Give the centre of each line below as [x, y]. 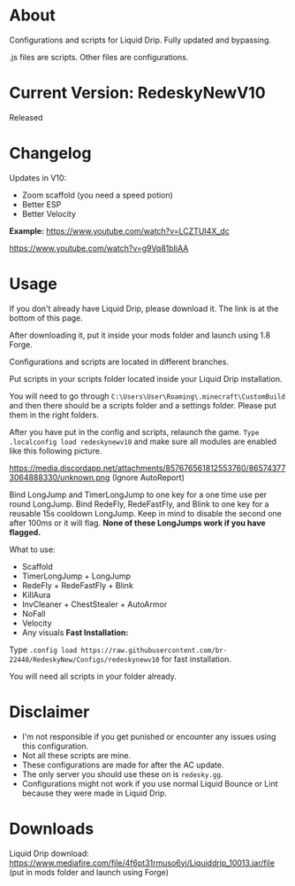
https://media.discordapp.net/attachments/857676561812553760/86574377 [147, 468]
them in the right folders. [54, 415]
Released [26, 117]
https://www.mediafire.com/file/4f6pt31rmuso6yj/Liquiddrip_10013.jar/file [142, 863]
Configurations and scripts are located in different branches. [119, 361]
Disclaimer [49, 712]
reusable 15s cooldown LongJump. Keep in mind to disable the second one [146, 513]
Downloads [52, 828]
